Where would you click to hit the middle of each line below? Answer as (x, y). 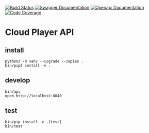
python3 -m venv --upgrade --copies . (44, 61)
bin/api (13, 91)
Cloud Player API (40, 32)
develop (17, 80)
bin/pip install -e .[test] (33, 122)
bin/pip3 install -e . (28, 66)
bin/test (14, 126)
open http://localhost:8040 (33, 96)
